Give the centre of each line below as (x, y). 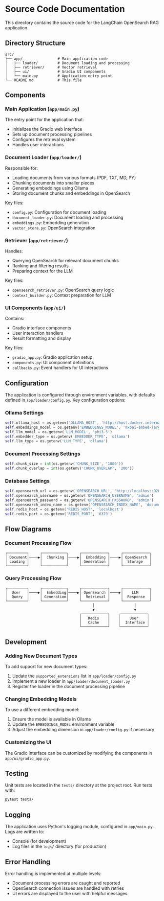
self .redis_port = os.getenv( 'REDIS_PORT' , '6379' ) (59, 514)
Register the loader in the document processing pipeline (69, 687)
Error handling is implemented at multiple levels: (53, 873)
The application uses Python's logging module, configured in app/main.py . (80, 827)
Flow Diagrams (28, 529)
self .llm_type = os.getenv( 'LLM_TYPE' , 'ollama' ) (57, 441)
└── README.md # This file (43, 80)
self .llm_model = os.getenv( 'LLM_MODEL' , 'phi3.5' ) (59, 432)
